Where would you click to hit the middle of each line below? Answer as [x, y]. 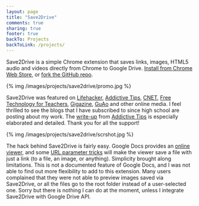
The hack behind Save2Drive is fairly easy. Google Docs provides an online [98, 146]
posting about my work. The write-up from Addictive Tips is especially [92, 116]
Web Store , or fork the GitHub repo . [50, 74]
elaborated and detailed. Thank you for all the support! [73, 123]
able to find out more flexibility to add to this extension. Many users [89, 171]
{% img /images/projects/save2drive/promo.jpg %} [69, 86]
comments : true [25, 23]
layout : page [22, 12]
